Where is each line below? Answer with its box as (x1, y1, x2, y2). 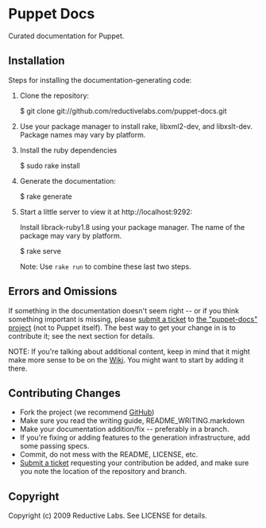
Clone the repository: (19, 91, 90, 100)
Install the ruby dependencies (19, 145, 118, 155)
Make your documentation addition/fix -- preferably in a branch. (19, 425, 229, 434)
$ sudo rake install (19, 161, 81, 170)
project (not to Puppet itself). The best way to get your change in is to (8, 323, 236, 332)
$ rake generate (19, 192, 73, 201)
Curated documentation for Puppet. (8, 31, 125, 41)
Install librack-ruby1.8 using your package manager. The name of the (19, 222, 245, 231)
